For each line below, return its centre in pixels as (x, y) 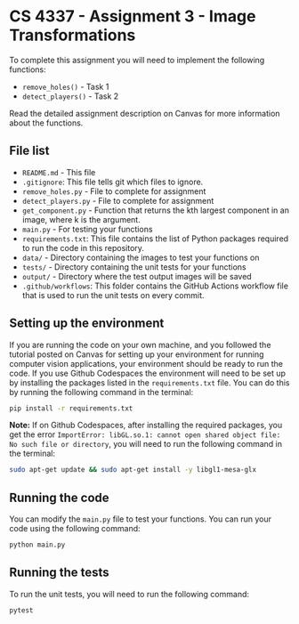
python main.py (37, 545)
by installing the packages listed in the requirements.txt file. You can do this (149, 382)
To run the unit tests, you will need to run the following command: (129, 594)
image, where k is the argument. (81, 219)
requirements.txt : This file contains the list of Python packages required (155, 239)
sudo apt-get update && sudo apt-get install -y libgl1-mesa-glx (133, 470)
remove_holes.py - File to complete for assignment (114, 191)
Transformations (73, 35)
